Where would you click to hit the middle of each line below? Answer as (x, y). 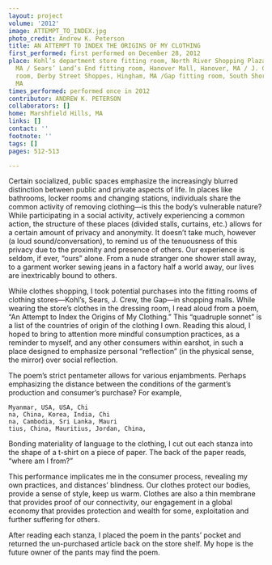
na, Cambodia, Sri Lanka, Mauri (63, 422)
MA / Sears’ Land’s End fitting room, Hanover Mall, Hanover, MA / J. (137, 69)
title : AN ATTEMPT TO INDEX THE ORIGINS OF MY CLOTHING (104, 46)
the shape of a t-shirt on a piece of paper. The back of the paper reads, (127, 453)
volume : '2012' (34, 23)
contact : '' (28, 129)
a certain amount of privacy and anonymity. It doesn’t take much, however (132, 233)
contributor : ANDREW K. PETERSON (65, 99)
